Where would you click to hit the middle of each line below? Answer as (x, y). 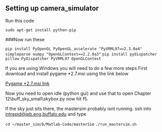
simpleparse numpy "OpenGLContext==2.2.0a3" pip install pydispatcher (81, 54)
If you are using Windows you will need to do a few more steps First (76, 68)
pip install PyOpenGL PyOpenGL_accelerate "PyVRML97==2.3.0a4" (74, 49)
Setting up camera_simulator (52, 8)
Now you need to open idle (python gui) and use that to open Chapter (78, 93)
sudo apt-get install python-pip (41, 30)
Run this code (20, 20)
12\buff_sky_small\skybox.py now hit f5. (47, 98)
